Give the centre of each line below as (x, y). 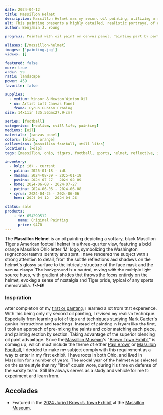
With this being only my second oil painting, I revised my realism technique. (81, 313)
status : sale (18, 207)
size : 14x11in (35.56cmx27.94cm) (39, 112)
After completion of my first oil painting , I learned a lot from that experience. (81, 308)
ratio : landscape (23, 77)
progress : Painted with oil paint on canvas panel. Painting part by (77, 36)
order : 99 (15, 72)
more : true (16, 68)
